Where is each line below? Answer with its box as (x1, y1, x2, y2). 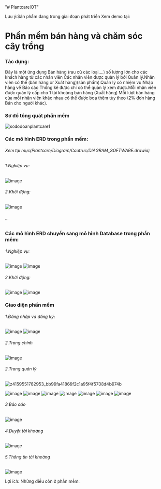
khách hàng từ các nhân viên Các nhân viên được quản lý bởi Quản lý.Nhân (5, 74, 155, 80)
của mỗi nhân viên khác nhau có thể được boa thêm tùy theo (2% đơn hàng (5, 95, 156, 101)
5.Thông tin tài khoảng (5, 454, 50, 460)
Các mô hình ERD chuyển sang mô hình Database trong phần (5, 230, 150, 237)
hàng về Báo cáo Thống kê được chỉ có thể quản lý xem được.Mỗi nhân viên (5, 85, 156, 90)
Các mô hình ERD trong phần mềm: (5, 136, 88, 142)
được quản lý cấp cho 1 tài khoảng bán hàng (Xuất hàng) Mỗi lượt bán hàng (5, 90, 155, 96)
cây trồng (5, 41, 44, 52)
